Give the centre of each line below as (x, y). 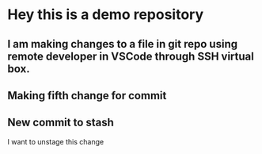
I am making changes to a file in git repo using (123, 44)
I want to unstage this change (56, 141)
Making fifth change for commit (87, 96)
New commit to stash (61, 123)
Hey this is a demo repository (106, 15)
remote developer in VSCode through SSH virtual (131, 56)
